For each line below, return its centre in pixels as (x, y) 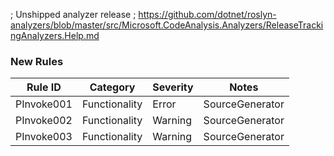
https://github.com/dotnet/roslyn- (207, 14)
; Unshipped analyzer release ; (73, 14)
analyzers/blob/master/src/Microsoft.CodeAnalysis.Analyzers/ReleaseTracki (167, 25)
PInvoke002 (44, 121)
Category (112, 87)
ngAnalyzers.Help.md (55, 35)
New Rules (37, 61)
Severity (173, 87)
